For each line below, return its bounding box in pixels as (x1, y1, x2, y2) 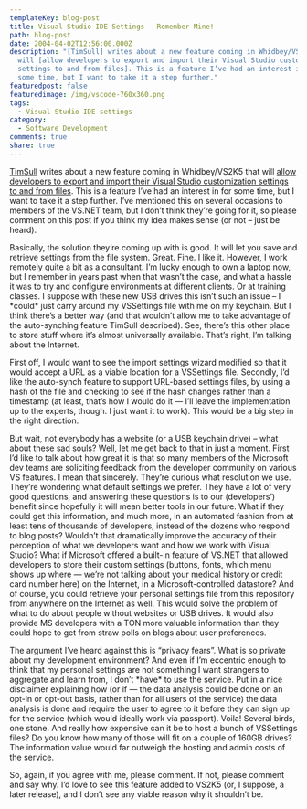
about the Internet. (9, 339, 79, 350)
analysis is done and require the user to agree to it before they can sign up (9, 703, 291, 714)
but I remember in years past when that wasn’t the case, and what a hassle (9, 271, 292, 282)
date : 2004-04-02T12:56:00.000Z (9, 38, 132, 48)
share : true (9, 141, 55, 150)
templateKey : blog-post (9, 13, 101, 23)
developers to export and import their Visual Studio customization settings (9, 176, 290, 186)
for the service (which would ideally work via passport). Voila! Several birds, (9, 712, 295, 723)
